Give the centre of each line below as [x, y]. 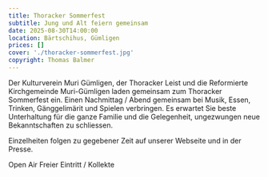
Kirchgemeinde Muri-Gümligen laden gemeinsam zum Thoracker [115, 91]
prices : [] [26, 45]
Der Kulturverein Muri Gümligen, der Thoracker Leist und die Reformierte [128, 83]
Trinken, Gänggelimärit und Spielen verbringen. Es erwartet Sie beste [122, 108]
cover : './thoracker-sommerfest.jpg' [71, 53]
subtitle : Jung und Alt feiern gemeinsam [78, 23]
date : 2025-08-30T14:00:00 [53, 30]
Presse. [21, 149]
